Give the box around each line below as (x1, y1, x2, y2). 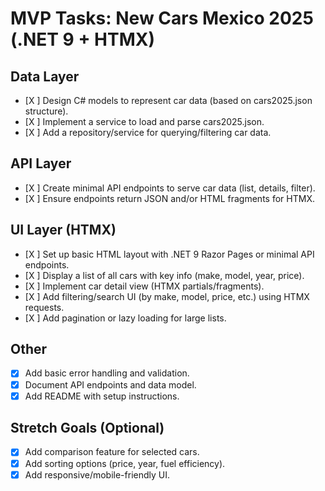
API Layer (10, 155, 72, 172)
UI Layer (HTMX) (10, 222, 117, 239)
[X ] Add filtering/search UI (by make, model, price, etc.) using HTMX (24, 290, 310, 302)
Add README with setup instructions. (24, 390, 180, 402)
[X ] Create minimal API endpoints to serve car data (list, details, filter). (24, 182, 316, 194)
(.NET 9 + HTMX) (10, 28, 155, 51)
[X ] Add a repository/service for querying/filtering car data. (24, 127, 272, 138)
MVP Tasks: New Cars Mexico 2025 (10, 7, 314, 30)
